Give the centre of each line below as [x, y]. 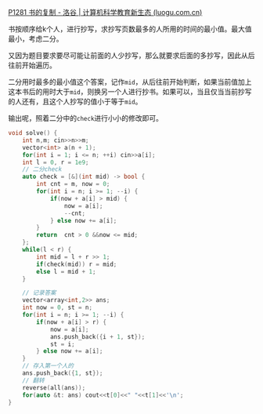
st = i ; [63, 344]
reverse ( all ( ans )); [54, 387]
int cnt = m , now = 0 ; [73, 184]
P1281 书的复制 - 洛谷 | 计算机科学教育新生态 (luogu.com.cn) [105, 12]
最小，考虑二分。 [36, 39]
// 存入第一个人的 [48, 366]
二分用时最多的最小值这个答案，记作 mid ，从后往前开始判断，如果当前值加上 [130, 82]
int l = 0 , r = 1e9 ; [56, 162]
